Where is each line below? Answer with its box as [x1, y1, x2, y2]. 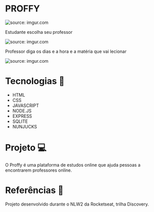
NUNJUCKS [12, 123, 37, 129]
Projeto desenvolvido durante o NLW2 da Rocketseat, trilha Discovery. [5, 201, 149, 207]
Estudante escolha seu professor [5, 29, 73, 35]
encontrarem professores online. [5, 167, 72, 173]
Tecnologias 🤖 [5, 76, 65, 87]
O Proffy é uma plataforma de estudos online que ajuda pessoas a [5, 162, 141, 168]
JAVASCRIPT [12, 103, 39, 108]
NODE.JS [12, 107, 32, 113]
